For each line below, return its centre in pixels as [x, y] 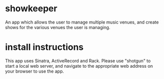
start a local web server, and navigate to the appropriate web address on [79, 66]
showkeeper [31, 9]
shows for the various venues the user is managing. [58, 27]
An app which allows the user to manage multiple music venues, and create [82, 22]
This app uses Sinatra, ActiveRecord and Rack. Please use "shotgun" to [78, 61]
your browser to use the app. [35, 71]
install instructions [44, 47]
